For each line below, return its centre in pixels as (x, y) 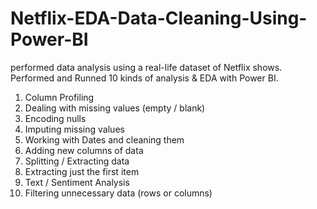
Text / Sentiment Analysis (77, 182)
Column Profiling (59, 97)
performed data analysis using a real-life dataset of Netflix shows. (146, 67)
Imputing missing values (74, 129)
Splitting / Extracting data (77, 161)
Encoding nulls (55, 118)
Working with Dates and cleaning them (104, 139)
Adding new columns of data (84, 150)
